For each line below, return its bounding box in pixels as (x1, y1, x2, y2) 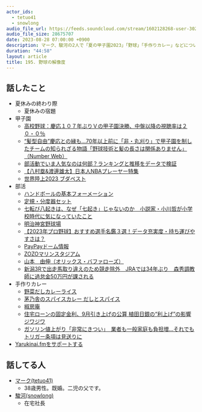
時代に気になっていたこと (29, 213, 93, 220)
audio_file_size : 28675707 (6, 31, 74, 37)
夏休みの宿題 (23, 108, 56, 115)
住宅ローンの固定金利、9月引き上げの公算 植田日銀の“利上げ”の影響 (23, 310, 191, 318)
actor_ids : (6, 8, 34, 15)
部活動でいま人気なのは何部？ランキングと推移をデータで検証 (23, 160, 177, 167)
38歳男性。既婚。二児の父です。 (23, 384, 104, 392)
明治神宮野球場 (23, 220, 61, 227)
